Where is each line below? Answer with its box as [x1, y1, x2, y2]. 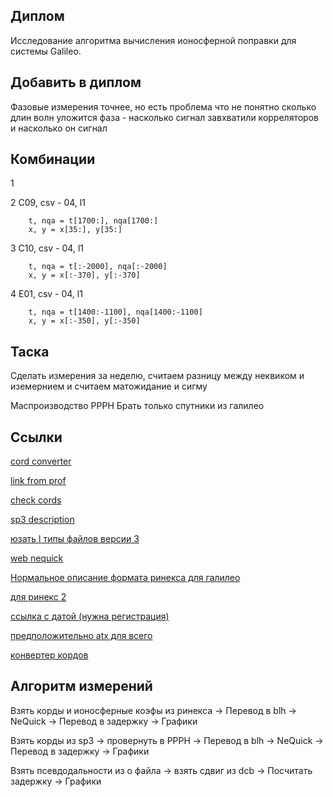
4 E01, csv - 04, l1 [10, 288, 83, 300]
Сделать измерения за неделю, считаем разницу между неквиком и [10, 370, 305, 382]
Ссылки [10, 429, 63, 446]
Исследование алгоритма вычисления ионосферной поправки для [10, 34, 297, 46]
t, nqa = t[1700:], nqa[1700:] [28, 216, 159, 226]
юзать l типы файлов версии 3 [10, 533, 140, 545]
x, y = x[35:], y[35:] [28, 225, 123, 235]
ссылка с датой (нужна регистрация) [10, 610, 170, 623]
